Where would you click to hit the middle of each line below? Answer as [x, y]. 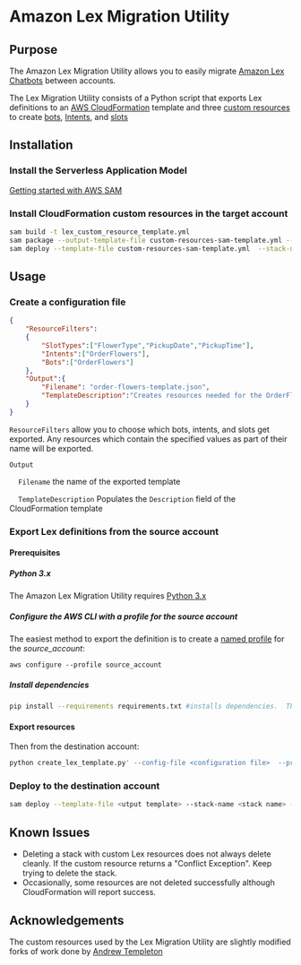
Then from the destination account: [74, 746]
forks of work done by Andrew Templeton [86, 951]
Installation [41, 145]
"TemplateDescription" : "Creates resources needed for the [152, 396]
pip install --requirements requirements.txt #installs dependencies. [144, 707]
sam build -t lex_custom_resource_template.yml [100, 232]
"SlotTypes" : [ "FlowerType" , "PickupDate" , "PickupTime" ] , [148, 345]
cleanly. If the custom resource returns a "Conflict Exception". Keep [147, 864]
